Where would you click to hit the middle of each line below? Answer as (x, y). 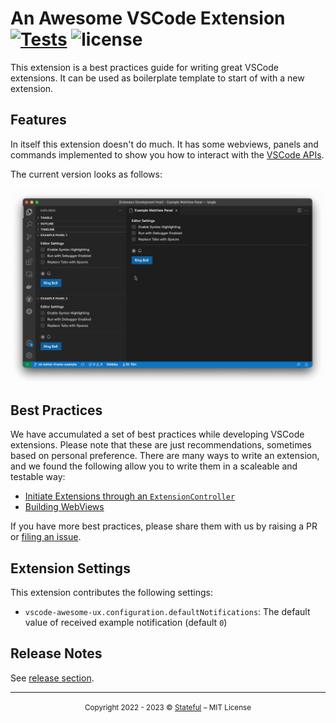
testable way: (38, 477)
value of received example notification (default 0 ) (126, 622)
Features (38, 120)
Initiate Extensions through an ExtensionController (130, 496)
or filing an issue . (46, 537)
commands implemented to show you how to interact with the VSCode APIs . (167, 154)
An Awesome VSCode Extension (148, 18)
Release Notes (56, 653)
